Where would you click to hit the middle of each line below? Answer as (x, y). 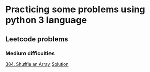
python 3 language (46, 20)
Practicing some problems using (75, 9)
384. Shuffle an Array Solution (37, 64)
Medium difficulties (30, 53)
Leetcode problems (37, 39)
